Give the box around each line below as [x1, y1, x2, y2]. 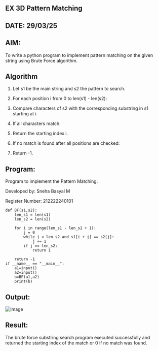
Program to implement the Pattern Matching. [5, 178, 98, 184]
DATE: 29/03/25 [5, 21, 58, 30]
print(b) [14, 279, 33, 284]
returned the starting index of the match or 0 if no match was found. [5, 340, 147, 346]
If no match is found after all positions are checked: [12, 140, 120, 146]
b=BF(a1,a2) [14, 274, 39, 280]
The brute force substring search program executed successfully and [5, 334, 150, 340]
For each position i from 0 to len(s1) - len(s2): [12, 95, 107, 102]
